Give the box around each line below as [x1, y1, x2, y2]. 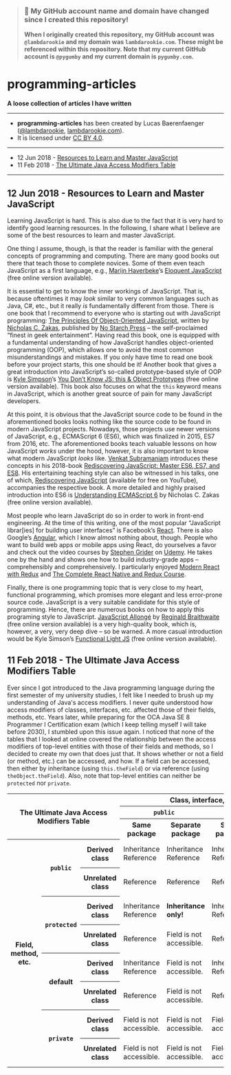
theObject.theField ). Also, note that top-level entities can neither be [7, 771, 201, 779]
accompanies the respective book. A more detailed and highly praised [7, 484, 206, 492]
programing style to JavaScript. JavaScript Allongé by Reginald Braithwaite [7, 613, 220, 621]
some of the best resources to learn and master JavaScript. [7, 231, 176, 240]
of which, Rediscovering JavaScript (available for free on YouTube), [7, 476, 198, 484]
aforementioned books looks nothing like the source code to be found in [7, 418, 212, 426]
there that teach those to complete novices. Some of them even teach [7, 259, 205, 267]
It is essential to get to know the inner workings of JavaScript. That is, [7, 287, 205, 296]
